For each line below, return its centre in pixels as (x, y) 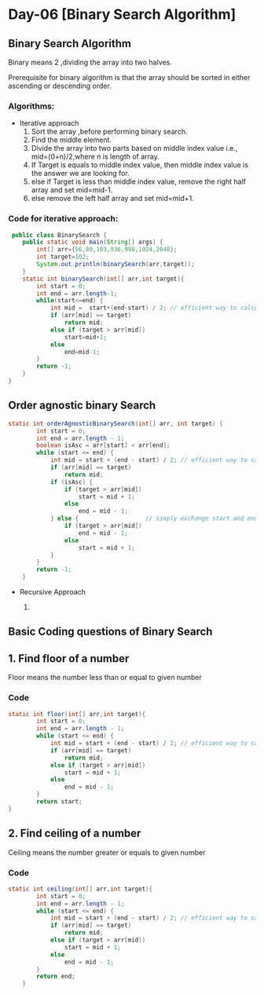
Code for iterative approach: (63, 219)
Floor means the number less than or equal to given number (105, 678)
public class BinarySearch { (59, 235)
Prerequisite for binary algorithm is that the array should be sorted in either (129, 77)
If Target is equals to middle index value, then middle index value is (140, 165)
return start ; (59, 802)
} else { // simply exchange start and (147, 519)
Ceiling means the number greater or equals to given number (107, 852)
